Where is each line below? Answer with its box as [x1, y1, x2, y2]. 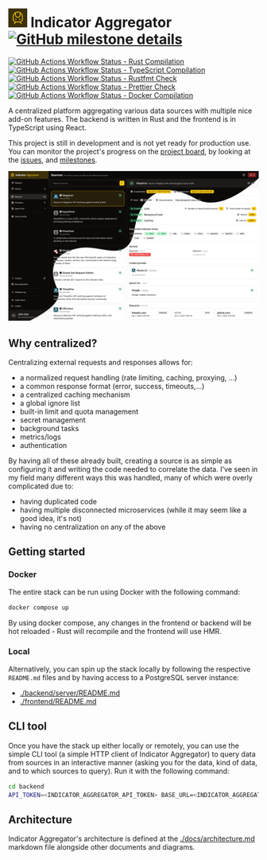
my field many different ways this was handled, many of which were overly [8, 473, 253, 482]
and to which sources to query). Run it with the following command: [8, 766, 230, 776]
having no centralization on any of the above [19, 522, 166, 531]
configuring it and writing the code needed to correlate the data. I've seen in [8, 464, 258, 473]
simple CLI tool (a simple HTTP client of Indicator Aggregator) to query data [8, 749, 256, 759]
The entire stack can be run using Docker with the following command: [8, 587, 241, 597]
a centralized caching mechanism [19, 390, 131, 399]
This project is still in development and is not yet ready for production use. [8, 138, 252, 147]
